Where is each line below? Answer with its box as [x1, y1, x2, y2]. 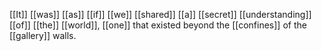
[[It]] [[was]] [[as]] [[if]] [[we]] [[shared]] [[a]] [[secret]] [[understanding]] [9, 9, 312, 20]
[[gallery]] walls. [9, 30, 77, 41]
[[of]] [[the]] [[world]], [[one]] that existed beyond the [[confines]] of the [9, 19, 307, 31]
